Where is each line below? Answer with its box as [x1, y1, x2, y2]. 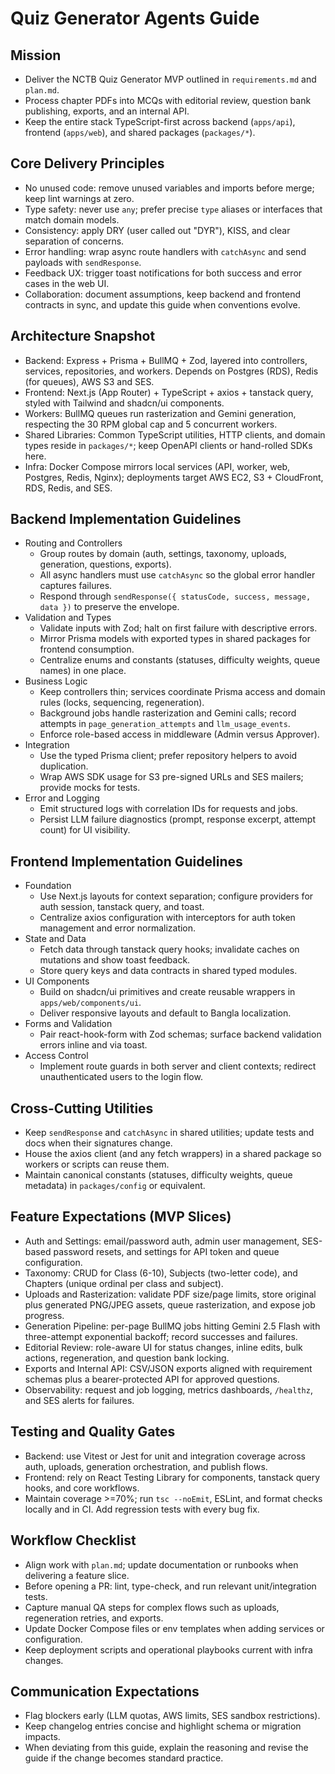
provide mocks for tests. [39, 782, 141, 794]
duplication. [39, 760, 89, 772]
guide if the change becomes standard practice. [24, 1752, 224, 1764]
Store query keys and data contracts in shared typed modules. [39, 965, 298, 977]
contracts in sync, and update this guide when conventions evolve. [24, 298, 301, 311]
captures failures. [39, 580, 113, 592]
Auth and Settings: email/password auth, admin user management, [24, 1235, 300, 1247]
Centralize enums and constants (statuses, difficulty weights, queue [39, 654, 321, 666]
